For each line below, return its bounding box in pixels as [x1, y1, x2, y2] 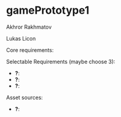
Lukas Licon [6, 35, 36, 42]
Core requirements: [6, 46, 54, 54]
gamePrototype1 [6, 4, 89, 17]
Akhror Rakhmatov [6, 23, 52, 30]
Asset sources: [6, 94, 43, 101]
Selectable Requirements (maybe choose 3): [6, 58, 116, 65]
